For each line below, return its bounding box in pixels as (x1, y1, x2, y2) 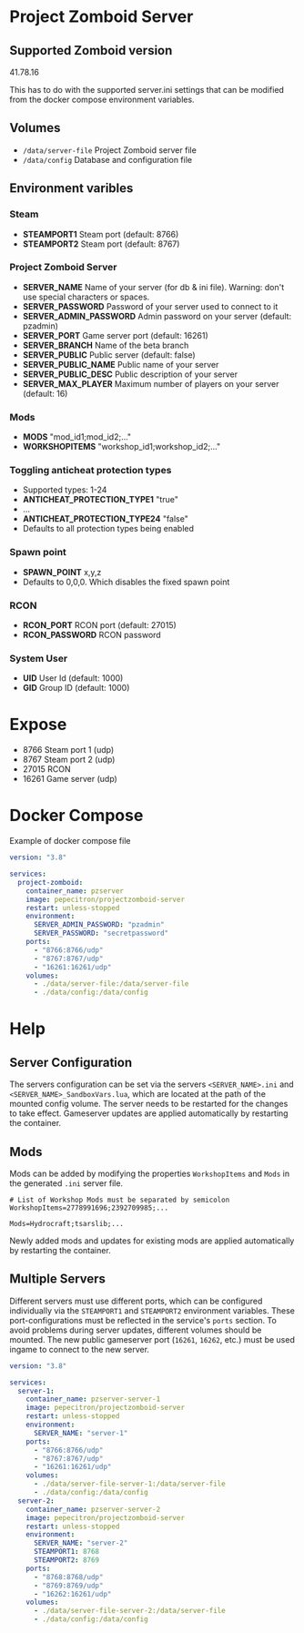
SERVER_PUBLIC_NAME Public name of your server (22, 359, 219, 370)
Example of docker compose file (9, 836, 131, 847)
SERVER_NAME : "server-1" (33, 1428, 128, 1437)
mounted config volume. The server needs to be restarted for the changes (9, 1099, 289, 1110)
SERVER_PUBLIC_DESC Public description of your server (22, 369, 238, 380)
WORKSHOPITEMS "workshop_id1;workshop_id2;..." (22, 441, 221, 452)
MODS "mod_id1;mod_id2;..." (22, 431, 132, 442)
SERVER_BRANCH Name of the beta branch (22, 340, 189, 350)
